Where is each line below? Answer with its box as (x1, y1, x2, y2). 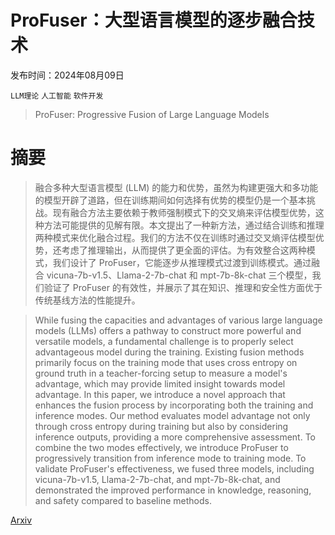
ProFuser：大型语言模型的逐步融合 (10, 9, 298, 32)
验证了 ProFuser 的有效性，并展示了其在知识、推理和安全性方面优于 (43, 281, 323, 293)
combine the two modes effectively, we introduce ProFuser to (34, 441, 289, 453)
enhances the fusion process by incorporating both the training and (34, 399, 314, 411)
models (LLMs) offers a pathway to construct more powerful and (34, 324, 302, 336)
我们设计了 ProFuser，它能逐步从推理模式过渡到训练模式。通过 (52, 256, 312, 268)
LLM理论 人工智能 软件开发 (10, 91, 104, 101)
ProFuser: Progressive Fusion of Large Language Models (34, 108, 270, 120)
